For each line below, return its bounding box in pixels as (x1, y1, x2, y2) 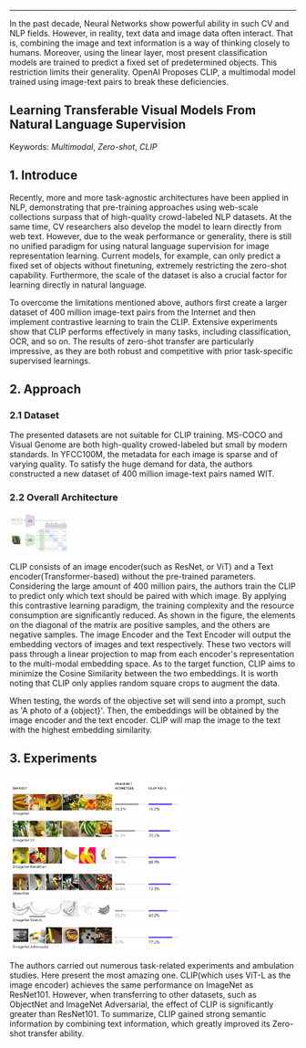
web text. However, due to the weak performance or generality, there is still (9, 230, 292, 242)
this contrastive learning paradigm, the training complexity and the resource (9, 600, 294, 612)
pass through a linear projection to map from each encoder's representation (9, 649, 294, 660)
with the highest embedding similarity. (9, 725, 153, 736)
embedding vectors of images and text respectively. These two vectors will (9, 639, 291, 650)
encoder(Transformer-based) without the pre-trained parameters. (9, 571, 257, 582)
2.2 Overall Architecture (9, 491, 118, 504)
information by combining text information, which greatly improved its (9, 1019, 270, 1030)
